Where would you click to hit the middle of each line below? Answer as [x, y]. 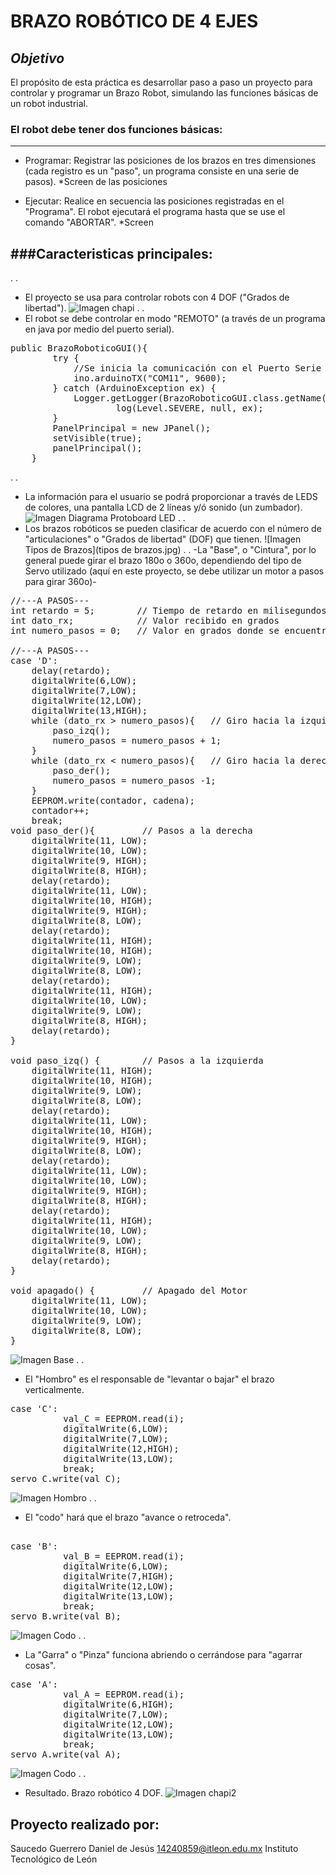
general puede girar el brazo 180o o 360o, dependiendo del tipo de [163, 561]
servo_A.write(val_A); [66, 1754]
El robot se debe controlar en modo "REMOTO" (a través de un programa [175, 319]
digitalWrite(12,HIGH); [121, 1449]
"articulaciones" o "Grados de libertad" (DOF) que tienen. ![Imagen [163, 539]
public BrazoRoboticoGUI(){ [79, 348]
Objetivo [37, 58]
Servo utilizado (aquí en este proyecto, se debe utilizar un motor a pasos [174, 571]
